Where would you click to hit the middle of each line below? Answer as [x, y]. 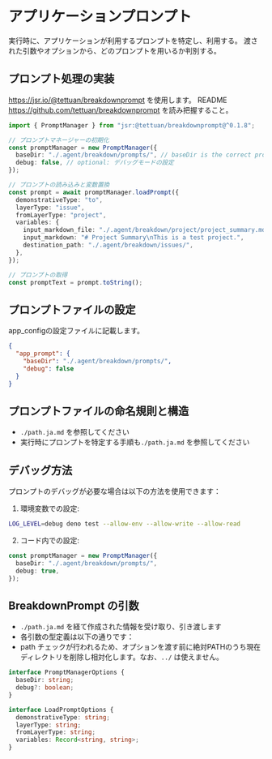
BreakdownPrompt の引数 [74, 605]
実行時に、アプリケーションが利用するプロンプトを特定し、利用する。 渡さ [133, 41]
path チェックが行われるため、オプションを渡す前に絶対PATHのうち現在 [140, 647]
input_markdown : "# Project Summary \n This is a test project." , [134, 238]
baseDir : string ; [45, 680]
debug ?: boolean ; [45, 688]
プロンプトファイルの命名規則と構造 [99, 411]
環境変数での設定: [49, 508]
